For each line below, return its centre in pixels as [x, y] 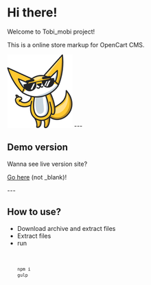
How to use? [34, 212]
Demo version [38, 148]
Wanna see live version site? [47, 164]
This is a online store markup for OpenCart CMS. [76, 45]
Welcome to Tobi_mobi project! [51, 32]
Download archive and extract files [66, 228]
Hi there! [32, 13]
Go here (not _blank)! [37, 177]
